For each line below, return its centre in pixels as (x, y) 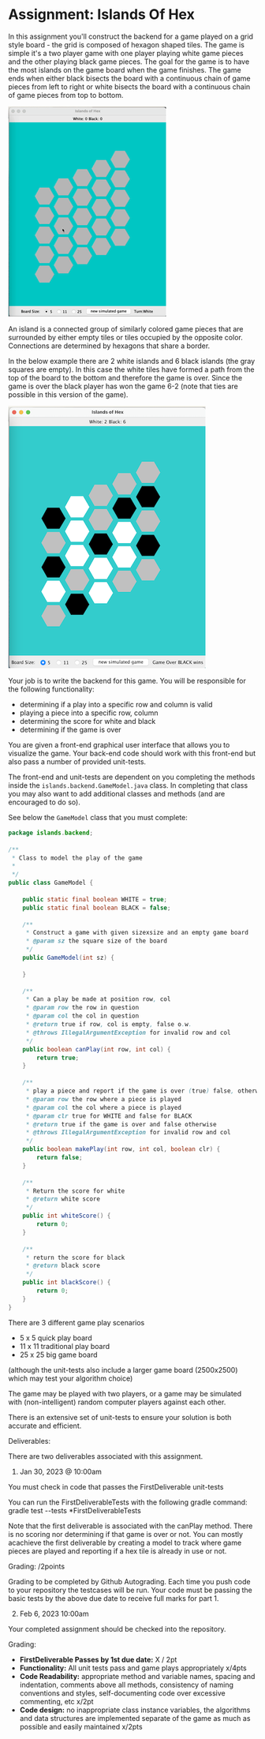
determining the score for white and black (88, 721)
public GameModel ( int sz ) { (68, 958)
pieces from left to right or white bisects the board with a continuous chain (129, 86)
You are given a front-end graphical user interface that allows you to (119, 744)
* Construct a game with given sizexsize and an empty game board (137, 933)
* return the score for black (75, 1257)
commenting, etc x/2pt (56, 1701)
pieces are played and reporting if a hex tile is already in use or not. (118, 1551)
